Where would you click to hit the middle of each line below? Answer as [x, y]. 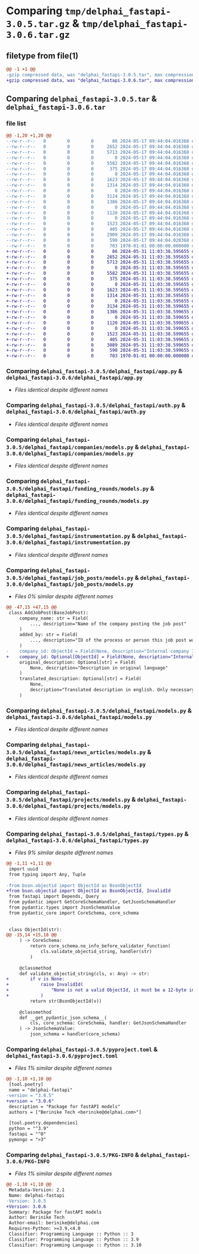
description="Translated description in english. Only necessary [112, 690]
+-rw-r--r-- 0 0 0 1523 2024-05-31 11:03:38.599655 [98, 334]
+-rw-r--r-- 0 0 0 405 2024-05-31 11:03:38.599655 [98, 339]
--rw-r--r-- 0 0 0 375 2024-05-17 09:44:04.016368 [98, 169]
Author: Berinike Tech [37, 1218]
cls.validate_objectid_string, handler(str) [96, 952]
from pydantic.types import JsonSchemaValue [64, 907]
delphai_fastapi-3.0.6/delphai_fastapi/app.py [75, 378]
